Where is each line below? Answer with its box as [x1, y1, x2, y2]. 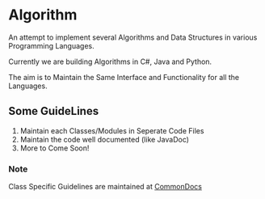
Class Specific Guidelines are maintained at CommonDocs [8, 182, 202, 192]
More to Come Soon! [19, 143, 90, 153]
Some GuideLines [8, 104, 99, 118]
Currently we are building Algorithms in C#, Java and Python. [8, 57, 212, 66]
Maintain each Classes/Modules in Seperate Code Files [19, 125, 204, 135]
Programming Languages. [8, 40, 95, 50]
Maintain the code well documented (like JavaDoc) [19, 134, 190, 144]
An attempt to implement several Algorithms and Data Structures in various [8, 32, 258, 42]
